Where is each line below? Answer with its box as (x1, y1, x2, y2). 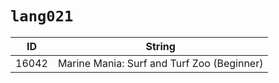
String (145, 39, 176, 53)
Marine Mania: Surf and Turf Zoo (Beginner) (57, 56, 264, 70)
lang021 (10, 7, 74, 26)
